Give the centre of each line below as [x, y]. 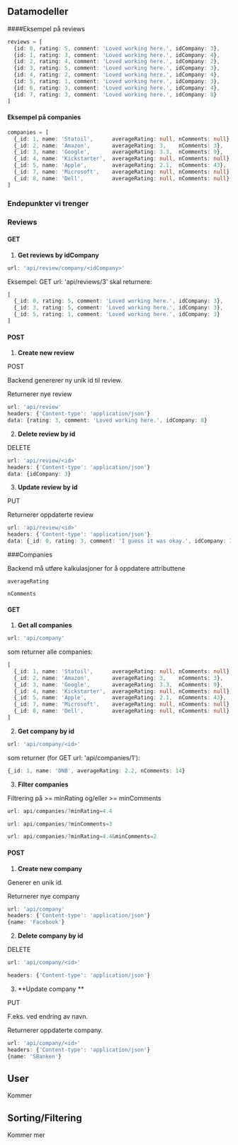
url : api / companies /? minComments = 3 [60, 824]
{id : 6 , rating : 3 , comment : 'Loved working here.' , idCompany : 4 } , [117, 88]
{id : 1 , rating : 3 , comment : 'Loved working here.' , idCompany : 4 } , [117, 55]
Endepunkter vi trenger [48, 203]
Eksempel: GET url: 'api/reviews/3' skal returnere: [80, 281]
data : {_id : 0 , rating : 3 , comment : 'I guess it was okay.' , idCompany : [117, 541]
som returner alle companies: [50, 652]
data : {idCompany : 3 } [39, 474]
